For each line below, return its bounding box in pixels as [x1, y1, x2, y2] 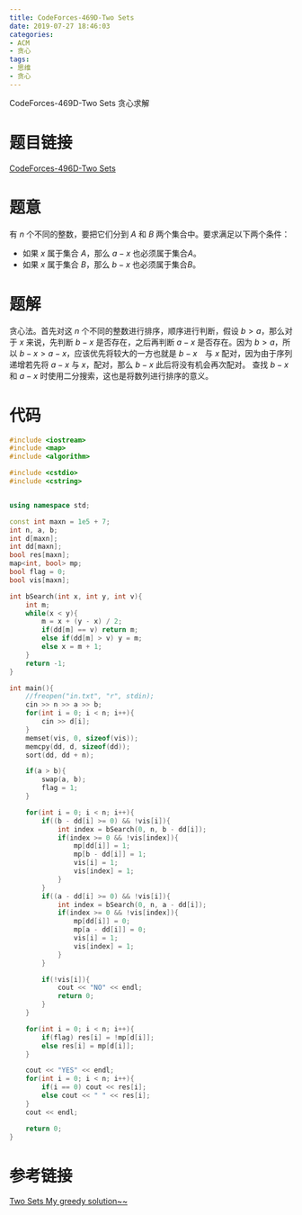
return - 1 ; [25, 659, 67, 668]
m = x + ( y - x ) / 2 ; [41, 617, 123, 626]
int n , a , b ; [9, 526, 58, 535]
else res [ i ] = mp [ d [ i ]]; [41, 1041, 135, 1050]
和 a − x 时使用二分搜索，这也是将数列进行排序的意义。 [9, 370, 214, 381]
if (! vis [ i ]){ [41, 975, 91, 984]
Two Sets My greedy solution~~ [9, 1196, 129, 1207]
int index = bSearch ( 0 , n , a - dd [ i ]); [57, 900, 207, 909]
